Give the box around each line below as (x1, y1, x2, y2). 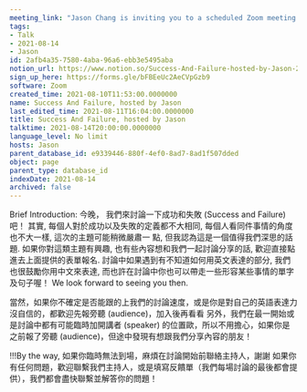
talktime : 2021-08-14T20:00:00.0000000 (9, 124, 162, 133)
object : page (9, 157, 59, 167)
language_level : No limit (9, 132, 108, 141)
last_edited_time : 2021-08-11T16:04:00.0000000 (9, 107, 195, 116)
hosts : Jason (9, 140, 59, 150)
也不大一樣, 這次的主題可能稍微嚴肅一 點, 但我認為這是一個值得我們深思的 (9, 232, 285, 242)
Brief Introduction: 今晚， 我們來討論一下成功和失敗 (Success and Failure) (9, 209, 286, 220)
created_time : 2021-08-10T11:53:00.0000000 (9, 89, 178, 98)
